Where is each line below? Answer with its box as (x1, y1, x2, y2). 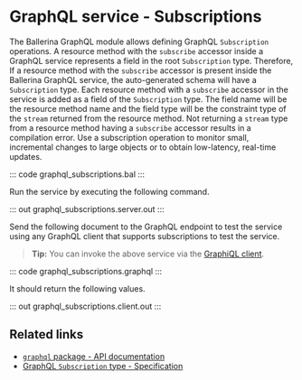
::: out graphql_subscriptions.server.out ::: (9, 203, 165, 214)
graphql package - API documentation (22, 350, 165, 362)
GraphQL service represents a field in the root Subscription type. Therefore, (9, 55, 294, 66)
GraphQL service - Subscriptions (9, 6, 262, 27)
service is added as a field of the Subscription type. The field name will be (9, 93, 288, 105)
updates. (9, 151, 42, 162)
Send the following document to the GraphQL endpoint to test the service (9, 221, 283, 232)
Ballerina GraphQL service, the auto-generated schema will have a (9, 74, 258, 85)
